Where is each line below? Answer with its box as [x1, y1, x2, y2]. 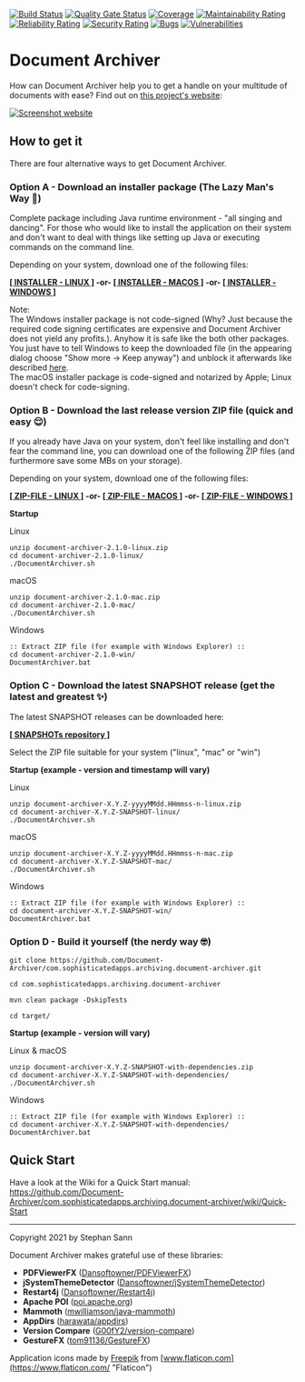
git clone [9, 956, 47, 965]
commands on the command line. [9, 242, 134, 253]
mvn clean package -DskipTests [9, 996, 128, 1005]
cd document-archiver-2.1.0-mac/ [9, 601, 136, 610]
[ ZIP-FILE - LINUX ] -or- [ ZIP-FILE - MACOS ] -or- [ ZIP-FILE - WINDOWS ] [9, 491, 293, 502]
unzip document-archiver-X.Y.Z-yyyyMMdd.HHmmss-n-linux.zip [9, 799, 242, 808]
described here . [9, 362, 69, 373]
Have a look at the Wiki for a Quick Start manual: [9, 1177, 191, 1187]
